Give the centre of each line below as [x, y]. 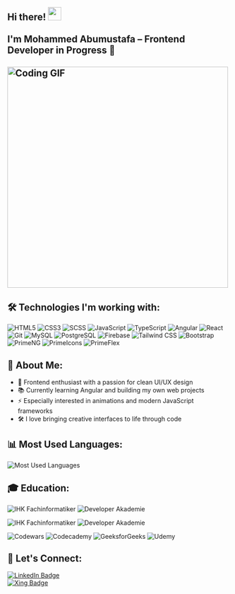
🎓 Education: [38, 488]
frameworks [35, 411]
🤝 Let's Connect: [45, 559]
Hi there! [27, 17]
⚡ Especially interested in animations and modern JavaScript [106, 401]
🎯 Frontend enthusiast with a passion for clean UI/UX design [105, 383]
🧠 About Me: [35, 365]
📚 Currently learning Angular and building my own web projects [111, 390]
